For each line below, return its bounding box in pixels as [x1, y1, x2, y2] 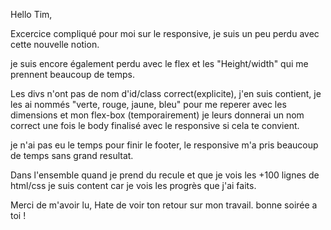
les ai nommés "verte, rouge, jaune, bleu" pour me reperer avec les [10, 99, 287, 110]
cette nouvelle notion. [10, 39, 100, 50]
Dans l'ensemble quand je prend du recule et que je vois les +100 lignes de [10, 169, 320, 181]
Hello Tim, [10, 9, 53, 20]
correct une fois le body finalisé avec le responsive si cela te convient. [10, 120, 300, 131]
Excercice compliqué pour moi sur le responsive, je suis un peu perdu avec [10, 28, 320, 39]
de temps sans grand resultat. [10, 150, 134, 161]
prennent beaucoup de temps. [10, 69, 135, 80]
